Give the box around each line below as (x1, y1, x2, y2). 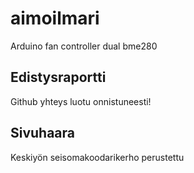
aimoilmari (10, 7, 100, 30)
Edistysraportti (10, 69, 107, 86)
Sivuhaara (10, 125, 76, 142)
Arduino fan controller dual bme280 (10, 40, 158, 52)
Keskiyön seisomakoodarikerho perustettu (10, 151, 185, 163)
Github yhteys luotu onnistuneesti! (10, 95, 152, 107)
